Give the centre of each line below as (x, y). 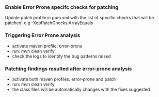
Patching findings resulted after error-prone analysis (69, 69)
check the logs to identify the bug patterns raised (61, 56)
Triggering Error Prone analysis (43, 35)
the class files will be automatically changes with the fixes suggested (81, 89)
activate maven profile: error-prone (47, 46)
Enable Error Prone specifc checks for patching (62, 7)
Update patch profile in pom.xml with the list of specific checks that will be (79, 18)
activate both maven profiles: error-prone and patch (64, 79)
